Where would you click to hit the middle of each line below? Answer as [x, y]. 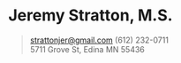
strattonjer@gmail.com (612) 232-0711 [99, 40]
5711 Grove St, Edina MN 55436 [87, 49]
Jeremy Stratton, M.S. [90, 16]
